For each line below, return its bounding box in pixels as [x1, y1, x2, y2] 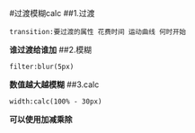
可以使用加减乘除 [9, 114, 73, 124]
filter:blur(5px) [9, 62, 75, 71]
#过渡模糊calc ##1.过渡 [9, 8, 95, 18]
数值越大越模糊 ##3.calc [9, 79, 100, 90]
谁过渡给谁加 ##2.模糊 [9, 44, 93, 55]
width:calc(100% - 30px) [9, 97, 102, 106]
